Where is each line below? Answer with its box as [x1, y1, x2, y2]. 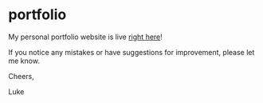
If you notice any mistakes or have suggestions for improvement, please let [8, 47, 255, 57]
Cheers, [8, 71, 34, 81]
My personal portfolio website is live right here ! [8, 32, 163, 42]
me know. [8, 56, 40, 65]
